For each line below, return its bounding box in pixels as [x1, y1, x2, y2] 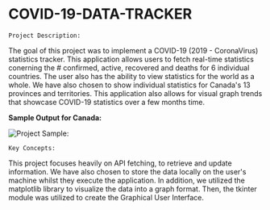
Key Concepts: [8, 144, 56, 152]
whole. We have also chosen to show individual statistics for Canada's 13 [8, 80, 251, 90]
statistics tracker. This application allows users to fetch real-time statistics [8, 54, 254, 64]
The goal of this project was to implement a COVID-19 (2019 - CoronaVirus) [8, 45, 259, 55]
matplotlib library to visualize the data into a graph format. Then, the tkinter [8, 183, 258, 194]
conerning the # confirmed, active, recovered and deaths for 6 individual [8, 62, 250, 73]
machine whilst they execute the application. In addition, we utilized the [8, 175, 246, 185]
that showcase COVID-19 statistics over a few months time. [8, 97, 206, 107]
